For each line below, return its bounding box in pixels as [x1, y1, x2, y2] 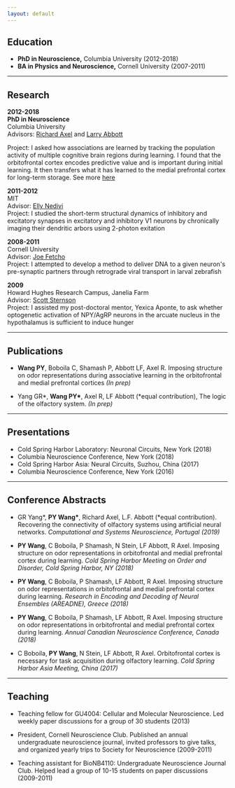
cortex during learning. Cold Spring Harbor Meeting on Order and [17, 556, 207, 565]
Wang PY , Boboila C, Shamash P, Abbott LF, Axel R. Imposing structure [17, 364, 222, 372]
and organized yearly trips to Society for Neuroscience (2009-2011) [17, 745, 213, 754]
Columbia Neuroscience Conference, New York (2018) [17, 452, 174, 461]
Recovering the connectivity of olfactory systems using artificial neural [17, 520, 222, 529]
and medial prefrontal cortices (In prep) [17, 379, 131, 387]
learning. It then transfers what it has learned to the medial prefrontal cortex [7, 166, 226, 174]
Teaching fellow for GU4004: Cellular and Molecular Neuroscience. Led [17, 709, 224, 718]
